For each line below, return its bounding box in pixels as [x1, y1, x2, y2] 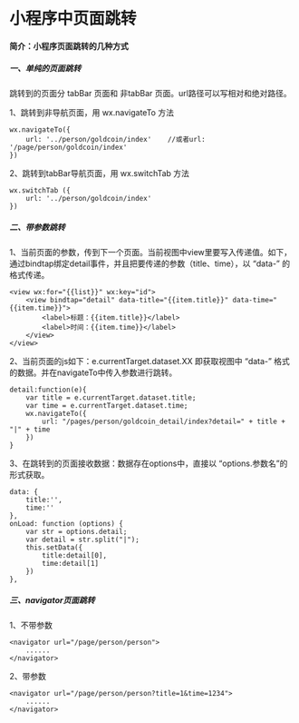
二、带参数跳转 [9, 222, 65, 233]
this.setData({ [25, 542, 83, 552]
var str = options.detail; [25, 527, 128, 536]
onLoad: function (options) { [9, 519, 124, 528]
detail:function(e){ [9, 385, 88, 394]
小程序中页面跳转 [9, 8, 138, 29]
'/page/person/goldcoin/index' [9, 143, 128, 152]
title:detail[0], [42, 550, 107, 560]
